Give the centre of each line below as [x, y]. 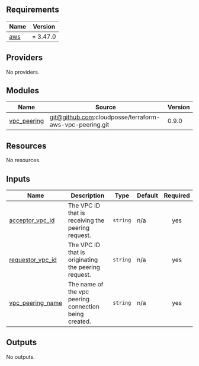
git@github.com [72, 117]
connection [84, 307]
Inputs [18, 179]
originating [83, 260]
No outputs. [20, 356]
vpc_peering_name [36, 303]
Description [88, 195]
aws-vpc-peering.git [79, 125]
